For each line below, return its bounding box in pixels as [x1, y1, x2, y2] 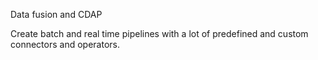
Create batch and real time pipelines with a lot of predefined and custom [10, 28, 309, 39]
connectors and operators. [10, 39, 120, 50]
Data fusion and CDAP [10, 9, 103, 20]
